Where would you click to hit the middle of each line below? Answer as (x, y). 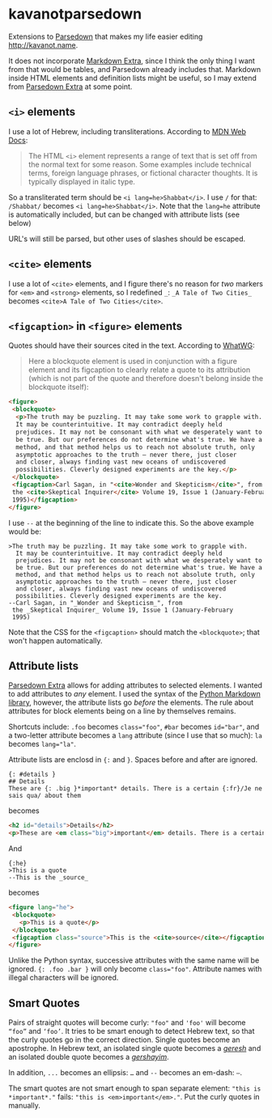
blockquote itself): (58, 387)
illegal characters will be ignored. (64, 978)
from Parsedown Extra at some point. (70, 87)
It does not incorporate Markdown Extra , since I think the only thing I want (132, 61)
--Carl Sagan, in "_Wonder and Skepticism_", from (96, 603)
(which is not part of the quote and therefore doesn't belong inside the (146, 379)
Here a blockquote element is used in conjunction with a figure (132, 362)
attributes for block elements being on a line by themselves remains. (122, 711)
